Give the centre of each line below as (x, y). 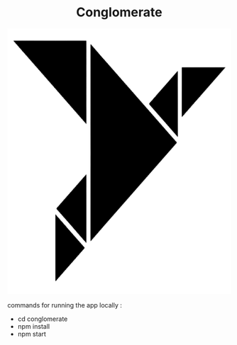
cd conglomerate (43, 319)
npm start (32, 334)
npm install (34, 326)
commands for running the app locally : (65, 305)
